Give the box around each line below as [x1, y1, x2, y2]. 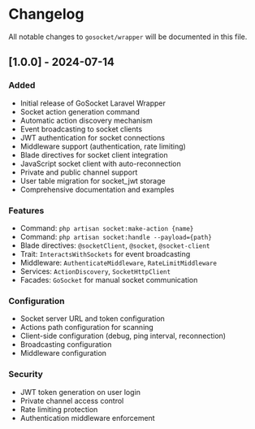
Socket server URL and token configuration [19, 314, 165, 323]
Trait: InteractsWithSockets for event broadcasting [19, 249, 191, 258]
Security [8, 369, 43, 380]
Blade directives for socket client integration [19, 149, 168, 159]
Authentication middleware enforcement [19, 413, 156, 422]
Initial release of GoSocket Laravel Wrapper [19, 98, 166, 108]
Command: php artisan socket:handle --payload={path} [19, 232, 213, 241]
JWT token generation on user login [19, 387, 140, 396]
